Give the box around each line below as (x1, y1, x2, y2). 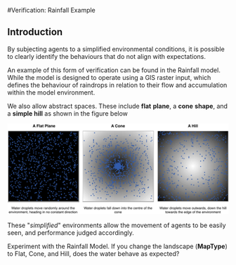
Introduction (7, 26, 63, 38)
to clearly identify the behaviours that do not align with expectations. (7, 52, 206, 60)
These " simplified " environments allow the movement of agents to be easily (7, 221, 226, 230)
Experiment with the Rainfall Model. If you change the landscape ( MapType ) (7, 242, 228, 251)
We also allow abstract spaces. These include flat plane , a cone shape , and (7, 102, 228, 110)
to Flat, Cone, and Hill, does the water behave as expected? (7, 250, 180, 258)
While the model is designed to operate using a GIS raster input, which (7, 73, 211, 81)
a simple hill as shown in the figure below (7, 109, 129, 118)
